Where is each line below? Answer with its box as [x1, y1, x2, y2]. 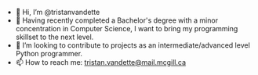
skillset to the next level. [15, 32, 94, 41]
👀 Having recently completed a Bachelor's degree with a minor [15, 16, 218, 25]
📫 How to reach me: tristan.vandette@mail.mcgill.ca [15, 58, 187, 66]
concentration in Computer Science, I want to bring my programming [15, 24, 238, 33]
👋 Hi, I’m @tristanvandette [15, 8, 100, 16]
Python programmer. [15, 49, 83, 58]
